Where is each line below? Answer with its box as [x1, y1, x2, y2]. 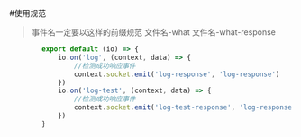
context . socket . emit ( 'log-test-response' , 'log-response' [73, 103, 296, 112]
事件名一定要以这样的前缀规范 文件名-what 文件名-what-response [31, 27, 277, 38]
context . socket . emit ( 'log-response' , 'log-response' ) [73, 70, 280, 79]
